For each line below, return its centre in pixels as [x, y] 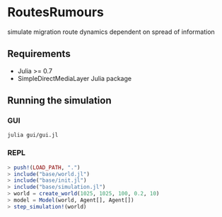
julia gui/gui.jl [33, 135]
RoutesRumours [56, 12]
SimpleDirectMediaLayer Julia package [75, 78]
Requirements [39, 54]
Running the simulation [59, 100]
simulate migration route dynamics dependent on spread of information [111, 32]
